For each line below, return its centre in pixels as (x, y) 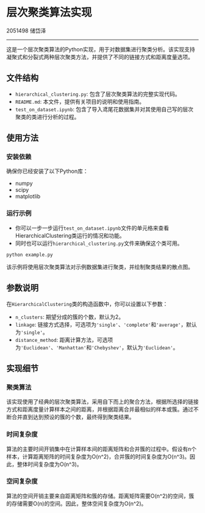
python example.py (30, 255)
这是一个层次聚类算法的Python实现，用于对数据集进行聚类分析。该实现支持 (101, 49)
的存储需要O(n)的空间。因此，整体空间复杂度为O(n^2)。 (77, 503)
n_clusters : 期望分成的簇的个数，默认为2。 (69, 317)
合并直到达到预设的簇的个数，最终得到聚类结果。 (73, 417)
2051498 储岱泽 (26, 31)
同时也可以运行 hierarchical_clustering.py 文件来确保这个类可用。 (99, 243)
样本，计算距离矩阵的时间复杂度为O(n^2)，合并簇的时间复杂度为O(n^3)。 (98, 456)
